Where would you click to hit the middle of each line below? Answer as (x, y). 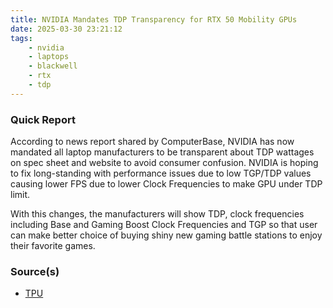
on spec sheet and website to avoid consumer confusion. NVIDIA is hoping (164, 163)
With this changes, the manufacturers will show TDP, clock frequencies (157, 214)
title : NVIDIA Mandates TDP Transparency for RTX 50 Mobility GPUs (154, 19)
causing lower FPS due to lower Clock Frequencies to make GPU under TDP (166, 184)
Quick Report (43, 119)
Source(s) (35, 271)
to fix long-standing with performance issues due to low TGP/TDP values (161, 173)
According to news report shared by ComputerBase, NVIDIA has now (152, 142)
